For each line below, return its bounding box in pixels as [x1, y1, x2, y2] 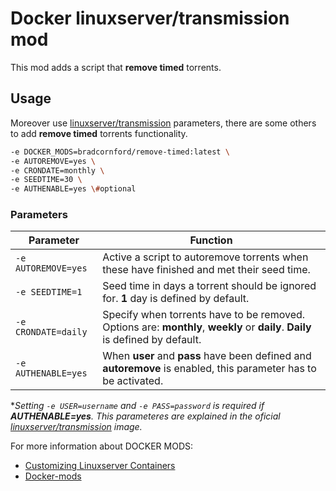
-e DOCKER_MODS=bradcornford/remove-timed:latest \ [10, 147, 230, 157]
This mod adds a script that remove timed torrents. [10, 61, 222, 73]
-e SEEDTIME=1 [15, 287, 83, 298]
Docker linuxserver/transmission [10, 7, 290, 30]
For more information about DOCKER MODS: [10, 440, 194, 452]
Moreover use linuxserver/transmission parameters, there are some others [10, 117, 317, 129]
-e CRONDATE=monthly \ [10, 165, 105, 176]
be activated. [102, 374, 164, 388]
